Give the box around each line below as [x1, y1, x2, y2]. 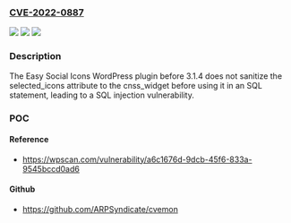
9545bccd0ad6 [21, 163, 81, 174]
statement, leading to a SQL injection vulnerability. [9, 90, 194, 100]
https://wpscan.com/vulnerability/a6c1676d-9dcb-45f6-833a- [21, 154, 252, 165]
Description [9, 50, 62, 63]
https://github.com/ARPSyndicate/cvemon [21, 203, 179, 214]
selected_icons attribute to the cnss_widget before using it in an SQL [9, 80, 262, 90]
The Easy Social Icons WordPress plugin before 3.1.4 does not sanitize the [9, 70, 283, 81]
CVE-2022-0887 [9, 6, 84, 19]
